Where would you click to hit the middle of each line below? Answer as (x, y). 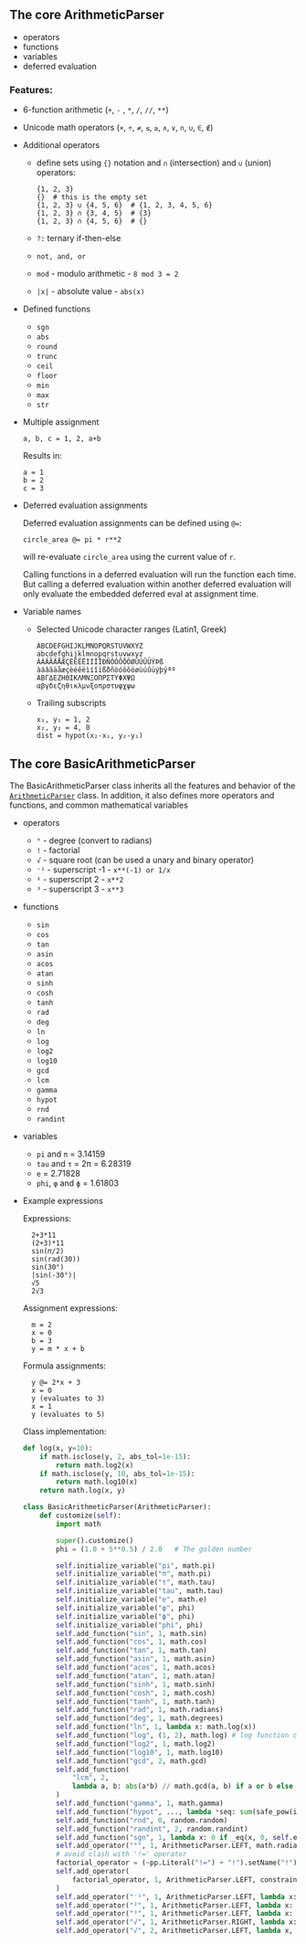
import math (79, 1524)
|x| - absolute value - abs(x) (90, 291)
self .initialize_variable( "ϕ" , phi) (126, 1616)
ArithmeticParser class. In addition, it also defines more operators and (142, 795)
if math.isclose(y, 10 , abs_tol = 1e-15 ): (117, 1474)
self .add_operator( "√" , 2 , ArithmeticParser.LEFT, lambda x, (175, 1931)
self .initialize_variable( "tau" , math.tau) (140, 1591)
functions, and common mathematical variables (99, 805)
